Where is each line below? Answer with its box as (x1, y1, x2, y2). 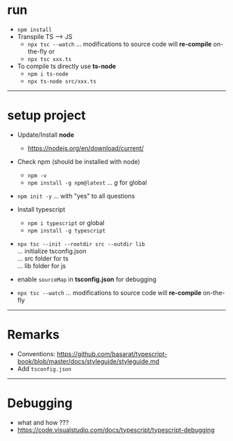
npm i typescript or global (27, 218, 105, 227)
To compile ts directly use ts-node (17, 62, 116, 70)
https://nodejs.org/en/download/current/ (27, 144, 144, 152)
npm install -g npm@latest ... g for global (27, 178, 147, 186)
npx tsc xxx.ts (27, 56, 71, 63)
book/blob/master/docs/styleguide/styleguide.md (17, 357, 159, 365)
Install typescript (17, 205, 66, 213)
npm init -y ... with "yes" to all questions (17, 192, 135, 200)
